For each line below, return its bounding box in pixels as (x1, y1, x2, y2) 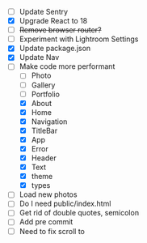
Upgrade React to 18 (19, 16, 88, 26)
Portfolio (31, 89, 60, 99)
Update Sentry (19, 7, 69, 16)
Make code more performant (19, 62, 115, 71)
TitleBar (31, 126, 58, 135)
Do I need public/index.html (19, 198, 111, 209)
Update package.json (19, 44, 91, 53)
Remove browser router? (19, 25, 102, 35)
